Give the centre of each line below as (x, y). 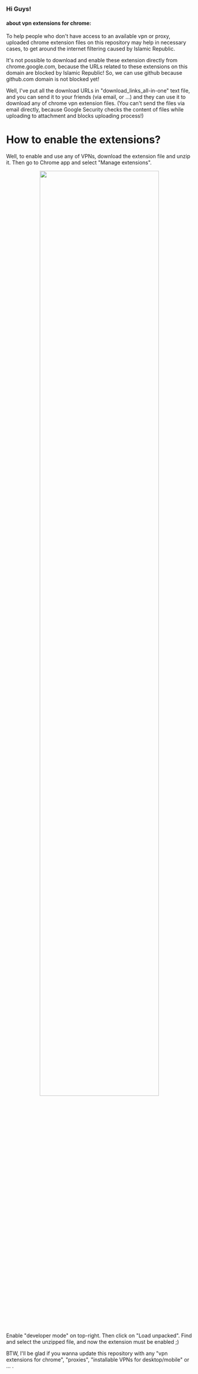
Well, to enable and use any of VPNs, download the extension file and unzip (98, 157)
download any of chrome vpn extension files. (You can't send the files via (95, 103)
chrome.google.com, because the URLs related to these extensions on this (97, 66)
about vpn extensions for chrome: (49, 23)
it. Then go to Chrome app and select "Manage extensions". (79, 162)
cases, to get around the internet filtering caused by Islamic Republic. (91, 49)
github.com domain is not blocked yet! (53, 79)
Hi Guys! (19, 9)
